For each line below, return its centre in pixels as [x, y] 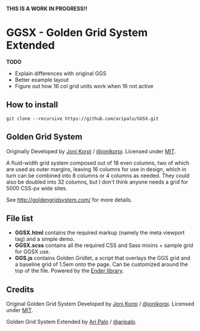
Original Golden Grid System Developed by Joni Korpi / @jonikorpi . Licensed [100, 304]
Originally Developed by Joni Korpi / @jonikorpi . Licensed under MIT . [91, 151]
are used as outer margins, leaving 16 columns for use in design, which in [96, 169]
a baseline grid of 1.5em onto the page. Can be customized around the [101, 264]
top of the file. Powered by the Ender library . [69, 271]
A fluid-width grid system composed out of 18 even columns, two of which [98, 163]
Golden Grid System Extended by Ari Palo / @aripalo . [72, 322]
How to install [32, 105]
